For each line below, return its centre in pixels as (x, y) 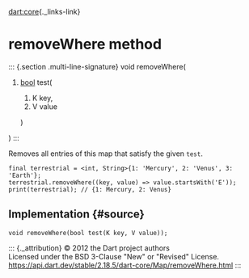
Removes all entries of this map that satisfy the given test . (106, 154)
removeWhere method (85, 44)
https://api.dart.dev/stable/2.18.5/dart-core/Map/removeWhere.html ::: (125, 265)
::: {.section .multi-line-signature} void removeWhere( (97, 66)
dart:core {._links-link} (44, 12)
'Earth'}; (25, 175)
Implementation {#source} (77, 215)
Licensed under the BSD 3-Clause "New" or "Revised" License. (114, 256)
